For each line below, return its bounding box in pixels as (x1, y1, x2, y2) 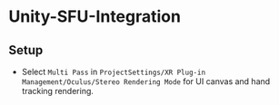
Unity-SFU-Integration (8, 6, 181, 27)
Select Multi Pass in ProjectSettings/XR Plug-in (21, 66, 206, 77)
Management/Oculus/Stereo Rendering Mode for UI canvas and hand (21, 76, 271, 87)
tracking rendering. (21, 86, 95, 96)
